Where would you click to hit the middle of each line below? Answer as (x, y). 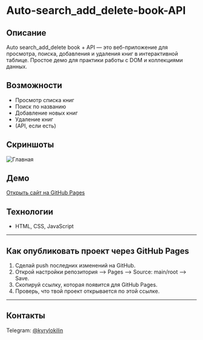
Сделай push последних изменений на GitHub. (75, 266)
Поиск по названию (40, 106)
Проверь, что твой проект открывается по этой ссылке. (87, 291)
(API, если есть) (35, 126)
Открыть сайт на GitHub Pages (46, 193)
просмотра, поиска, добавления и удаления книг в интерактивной (92, 54)
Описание (26, 33)
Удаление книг (34, 119)
